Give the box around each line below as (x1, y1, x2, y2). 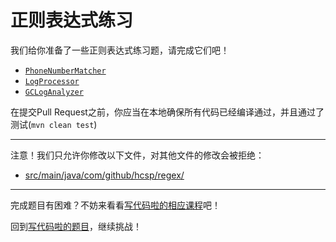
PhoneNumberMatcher (24, 66, 107, 76)
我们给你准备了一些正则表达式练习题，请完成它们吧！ (10, 44, 230, 56)
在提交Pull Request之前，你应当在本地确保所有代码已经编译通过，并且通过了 (10, 106, 325, 118)
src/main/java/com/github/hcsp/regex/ (24, 169, 185, 181)
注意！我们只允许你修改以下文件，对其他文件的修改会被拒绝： (10, 149, 265, 161)
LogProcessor (24, 76, 80, 86)
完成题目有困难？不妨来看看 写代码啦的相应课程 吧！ (10, 199, 221, 211)
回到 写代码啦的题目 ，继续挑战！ (10, 220, 142, 232)
